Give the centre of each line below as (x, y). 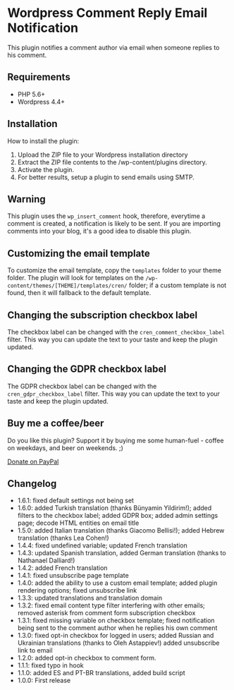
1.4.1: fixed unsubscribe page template (73, 576)
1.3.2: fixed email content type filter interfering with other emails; (111, 605)
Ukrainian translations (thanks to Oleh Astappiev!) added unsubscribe (118, 643)
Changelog (32, 484)
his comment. (27, 55)
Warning (26, 199)
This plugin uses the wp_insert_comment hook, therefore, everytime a (106, 216)
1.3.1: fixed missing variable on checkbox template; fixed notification (116, 621)
